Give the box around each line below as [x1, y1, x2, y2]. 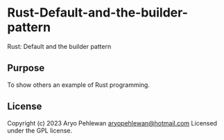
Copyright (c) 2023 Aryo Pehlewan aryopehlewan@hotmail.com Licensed [7, 119, 217, 127]
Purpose [7, 62, 45, 74]
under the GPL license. [7, 126, 73, 134]
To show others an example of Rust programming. [7, 81, 150, 89]
